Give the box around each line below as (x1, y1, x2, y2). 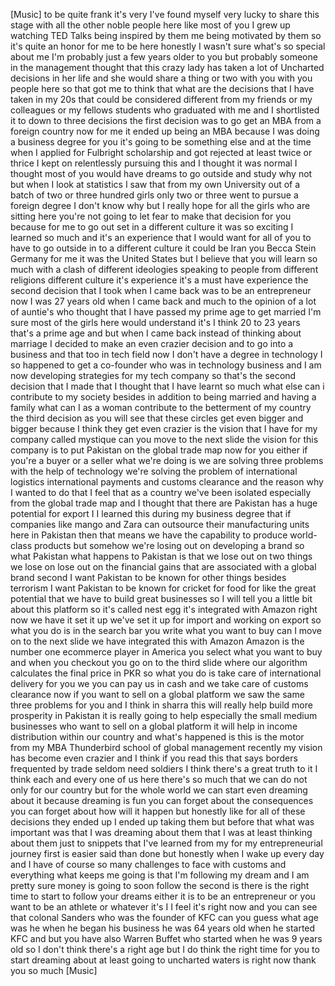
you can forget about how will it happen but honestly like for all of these (10, 805, 306, 817)
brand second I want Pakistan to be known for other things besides (10, 572, 287, 583)
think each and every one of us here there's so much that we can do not (10, 774, 308, 785)
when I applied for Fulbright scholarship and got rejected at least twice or (10, 147, 313, 158)
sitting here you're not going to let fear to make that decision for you (10, 210, 292, 222)
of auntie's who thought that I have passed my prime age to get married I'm (10, 306, 322, 318)
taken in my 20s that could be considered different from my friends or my (10, 94, 313, 105)
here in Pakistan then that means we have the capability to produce (10, 529, 288, 541)
